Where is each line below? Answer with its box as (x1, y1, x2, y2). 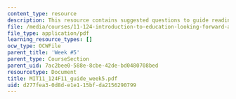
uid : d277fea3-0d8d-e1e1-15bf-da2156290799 (7, 82, 137, 89)
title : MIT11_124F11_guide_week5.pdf (7, 75, 118, 82)
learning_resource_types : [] (7, 36, 93, 43)
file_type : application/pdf (7, 29, 90, 37)
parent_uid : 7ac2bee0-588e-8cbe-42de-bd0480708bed (7, 62, 159, 69)
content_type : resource (7, 10, 77, 17)
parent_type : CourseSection (7, 56, 90, 63)
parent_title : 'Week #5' (7, 49, 80, 56)
